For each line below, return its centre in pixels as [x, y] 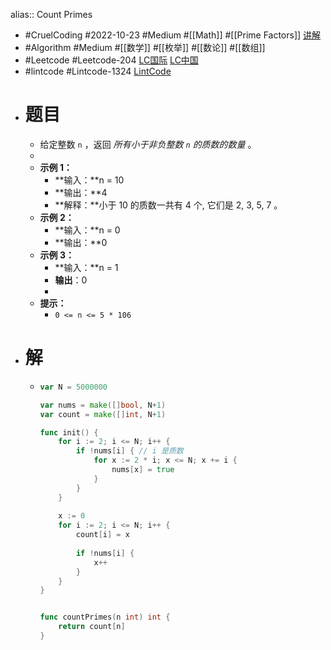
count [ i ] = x [102, 535]
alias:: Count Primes [51, 14]
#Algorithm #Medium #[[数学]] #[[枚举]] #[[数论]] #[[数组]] [145, 47]
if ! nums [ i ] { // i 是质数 [129, 451]
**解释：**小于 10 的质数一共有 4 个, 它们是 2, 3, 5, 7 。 [168, 205]
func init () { [69, 432]
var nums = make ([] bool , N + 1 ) [103, 405]
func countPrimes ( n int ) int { [105, 617]
